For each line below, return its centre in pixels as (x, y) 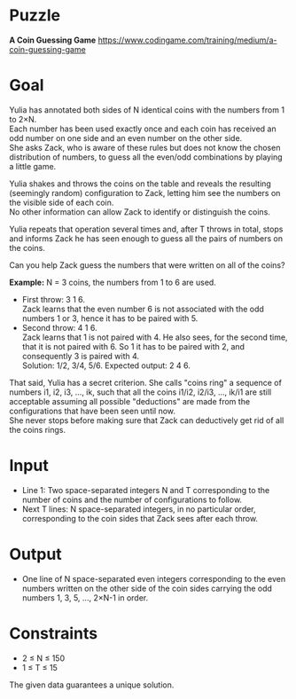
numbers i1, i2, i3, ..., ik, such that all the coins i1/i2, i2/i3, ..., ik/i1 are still (140, 392)
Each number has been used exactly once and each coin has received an (143, 129)
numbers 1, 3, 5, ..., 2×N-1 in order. (85, 597)
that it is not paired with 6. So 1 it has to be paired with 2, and (133, 346)
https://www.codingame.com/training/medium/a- (187, 40)
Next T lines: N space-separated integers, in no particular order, (139, 509)
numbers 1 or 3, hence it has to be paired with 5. (110, 318)
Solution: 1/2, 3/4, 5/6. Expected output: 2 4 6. (106, 365)
